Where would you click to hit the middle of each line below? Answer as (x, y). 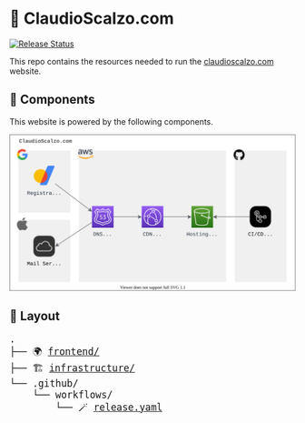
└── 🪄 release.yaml (109, 407)
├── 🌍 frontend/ (54, 351)
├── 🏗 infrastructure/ (73, 368)
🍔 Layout (35, 316)
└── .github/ (44, 383)
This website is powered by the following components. (111, 121)
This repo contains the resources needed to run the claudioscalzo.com (142, 61)
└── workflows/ (73, 395)
